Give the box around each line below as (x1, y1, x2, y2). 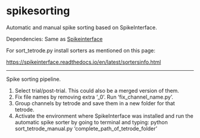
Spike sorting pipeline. (6, 76, 61, 83)
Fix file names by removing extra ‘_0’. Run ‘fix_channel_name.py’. (14, 93, 174, 101)
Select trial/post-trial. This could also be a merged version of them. (14, 87, 180, 94)
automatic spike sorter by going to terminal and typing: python (14, 118, 168, 126)
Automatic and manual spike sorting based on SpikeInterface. (6, 24, 158, 31)
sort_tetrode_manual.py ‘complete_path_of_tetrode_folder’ (14, 125, 158, 132)
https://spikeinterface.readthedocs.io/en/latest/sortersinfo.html (6, 58, 161, 65)
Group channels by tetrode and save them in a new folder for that (14, 99, 176, 106)
